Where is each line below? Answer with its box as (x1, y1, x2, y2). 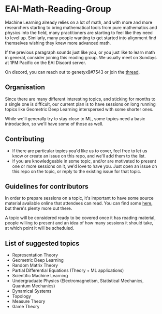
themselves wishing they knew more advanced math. (5, 40, 111, 46)
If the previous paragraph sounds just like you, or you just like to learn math (5, 49, 155, 55)
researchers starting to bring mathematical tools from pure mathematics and (5, 24, 157, 30)
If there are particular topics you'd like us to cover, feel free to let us (12, 148, 147, 154)
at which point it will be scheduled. (5, 225, 74, 231)
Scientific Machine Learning (12, 273, 68, 279)
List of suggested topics (5, 239, 80, 248)
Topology (12, 293, 31, 299)
